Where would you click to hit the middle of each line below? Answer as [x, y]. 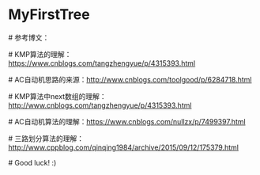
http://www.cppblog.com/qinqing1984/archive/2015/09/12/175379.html [124, 147]
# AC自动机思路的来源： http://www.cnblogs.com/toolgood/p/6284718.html [130, 79]
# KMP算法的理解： [40, 54]
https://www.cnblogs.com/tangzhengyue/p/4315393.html [102, 63]
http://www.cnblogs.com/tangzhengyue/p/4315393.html [100, 105]
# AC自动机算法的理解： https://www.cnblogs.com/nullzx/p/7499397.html [127, 121]
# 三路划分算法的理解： [46, 138]
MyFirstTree [49, 15]
